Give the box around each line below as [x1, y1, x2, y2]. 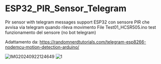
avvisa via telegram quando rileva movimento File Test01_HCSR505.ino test [5, 24, 156, 30]
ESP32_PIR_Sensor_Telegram [5, 3, 127, 14]
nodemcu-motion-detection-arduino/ [5, 44, 80, 50]
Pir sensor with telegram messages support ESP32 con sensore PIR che [5, 19, 150, 25]
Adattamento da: [5, 39, 39, 44]
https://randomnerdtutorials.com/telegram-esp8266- [40, 39, 146, 44]
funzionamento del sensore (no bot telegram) [5, 29, 97, 35]
